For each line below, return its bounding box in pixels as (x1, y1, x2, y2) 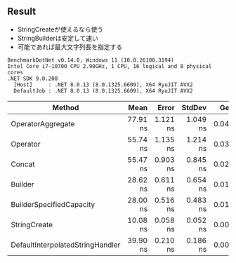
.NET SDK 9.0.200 (7, 75, 58, 82)
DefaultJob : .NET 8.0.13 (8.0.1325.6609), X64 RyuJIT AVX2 (13, 87, 193, 94)
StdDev (181, 102, 207, 112)
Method (52, 102, 79, 112)
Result (7, 6, 37, 18)
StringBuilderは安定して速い (17, 34, 98, 42)
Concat (11, 159, 35, 169)
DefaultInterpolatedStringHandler (11, 240, 121, 250)
